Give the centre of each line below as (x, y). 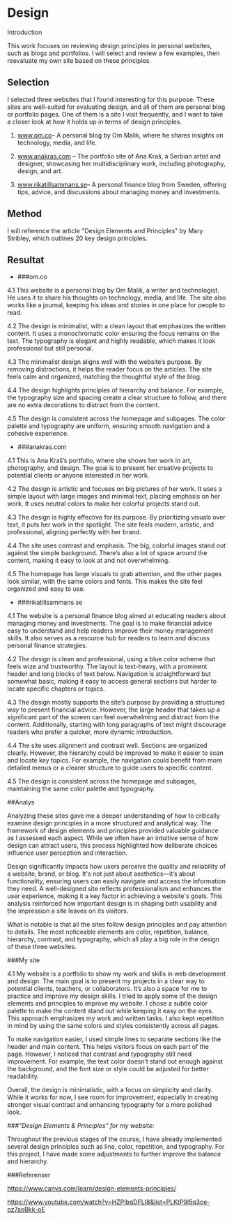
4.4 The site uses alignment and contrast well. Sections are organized (107, 746)
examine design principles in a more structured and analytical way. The (109, 823)
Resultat (26, 260)
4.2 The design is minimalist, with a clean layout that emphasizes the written (117, 326)
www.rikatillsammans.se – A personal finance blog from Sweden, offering (122, 184)
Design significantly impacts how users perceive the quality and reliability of (117, 867)
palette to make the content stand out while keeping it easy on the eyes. (110, 1011)
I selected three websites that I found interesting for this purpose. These (111, 99)
